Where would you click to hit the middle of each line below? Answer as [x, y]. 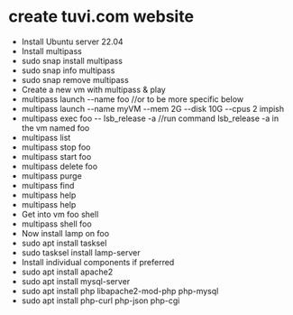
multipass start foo [56, 156]
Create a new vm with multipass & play [93, 89]
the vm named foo [55, 127]
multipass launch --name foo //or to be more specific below [133, 99]
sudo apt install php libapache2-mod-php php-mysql [120, 291]
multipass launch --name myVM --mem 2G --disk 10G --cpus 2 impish [153, 108]
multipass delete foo [60, 166]
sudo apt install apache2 [67, 272]
